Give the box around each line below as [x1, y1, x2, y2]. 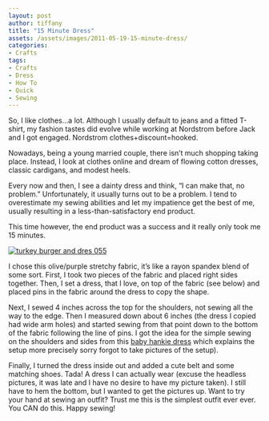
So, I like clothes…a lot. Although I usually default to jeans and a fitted [8, 115, 239, 125]
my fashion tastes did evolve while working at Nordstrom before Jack [26, 124, 256, 134]
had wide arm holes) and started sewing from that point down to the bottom [8, 320, 259, 330]
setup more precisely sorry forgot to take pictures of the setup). [8, 346, 219, 355]
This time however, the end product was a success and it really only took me [8, 222, 261, 232]
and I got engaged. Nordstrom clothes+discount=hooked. [8, 133, 199, 143]
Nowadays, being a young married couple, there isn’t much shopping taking [8, 148, 259, 158]
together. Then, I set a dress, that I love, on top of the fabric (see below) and [8, 278, 260, 289]
